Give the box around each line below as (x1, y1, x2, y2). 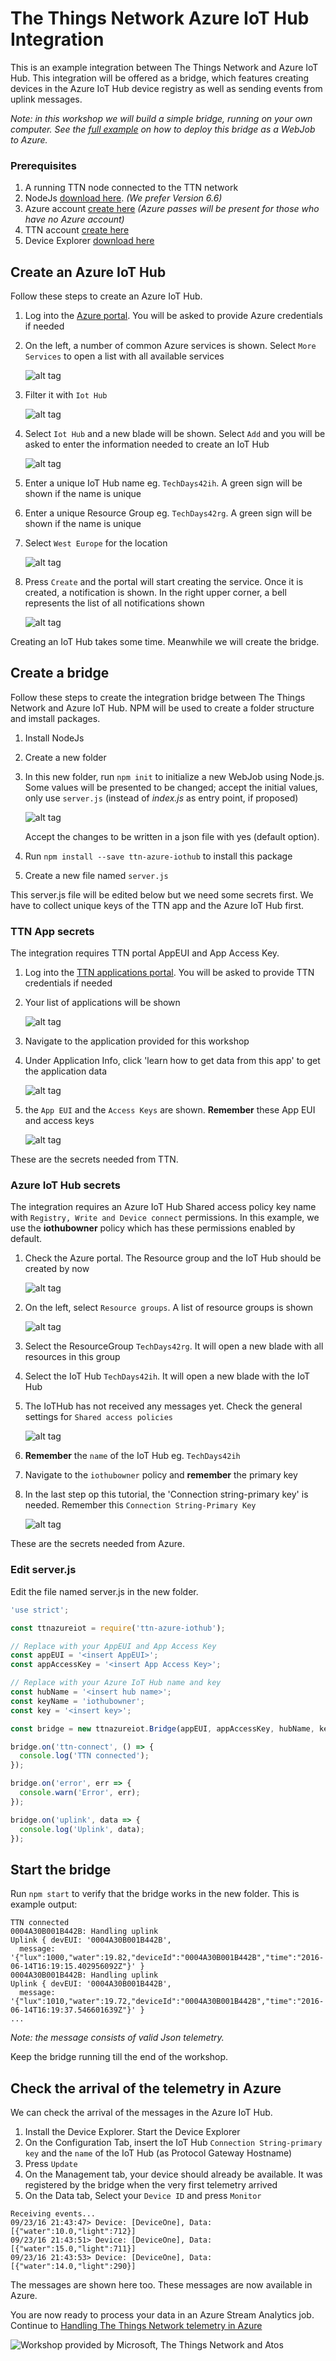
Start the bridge (10, 1861, 112, 1878)
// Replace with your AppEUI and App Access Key (10, 1641, 217, 1651)
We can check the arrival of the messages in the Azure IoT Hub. (10, 2107, 273, 2118)
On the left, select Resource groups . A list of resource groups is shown (24, 1302, 314, 1314)
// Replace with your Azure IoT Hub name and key (10, 1678, 222, 1688)
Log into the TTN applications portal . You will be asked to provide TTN (24, 967, 315, 979)
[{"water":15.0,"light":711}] (10, 2244, 137, 2254)
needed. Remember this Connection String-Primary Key (24, 1499, 257, 1511)
